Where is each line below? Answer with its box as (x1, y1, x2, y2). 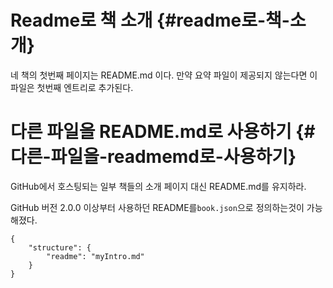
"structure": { (28, 242, 92, 253)
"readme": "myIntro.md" (46, 251, 145, 261)
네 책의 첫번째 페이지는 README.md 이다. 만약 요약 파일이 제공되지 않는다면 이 (10, 69, 318, 81)
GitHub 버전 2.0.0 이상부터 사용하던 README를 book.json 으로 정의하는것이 (10, 201, 305, 213)
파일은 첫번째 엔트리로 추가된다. (10, 81, 134, 93)
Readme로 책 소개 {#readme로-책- (10, 9, 290, 32)
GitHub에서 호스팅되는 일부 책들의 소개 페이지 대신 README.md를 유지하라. (10, 180, 307, 192)
